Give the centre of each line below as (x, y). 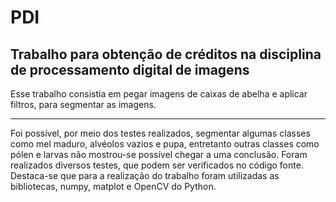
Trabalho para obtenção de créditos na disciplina (166, 54)
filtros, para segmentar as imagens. (83, 104)
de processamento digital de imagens (130, 69)
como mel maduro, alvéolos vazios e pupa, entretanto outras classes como (165, 144)
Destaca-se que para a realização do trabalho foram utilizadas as (145, 175)
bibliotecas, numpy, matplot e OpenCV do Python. (113, 186)
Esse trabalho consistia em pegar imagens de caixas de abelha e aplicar (159, 94)
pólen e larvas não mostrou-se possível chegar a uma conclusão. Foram (159, 154)
